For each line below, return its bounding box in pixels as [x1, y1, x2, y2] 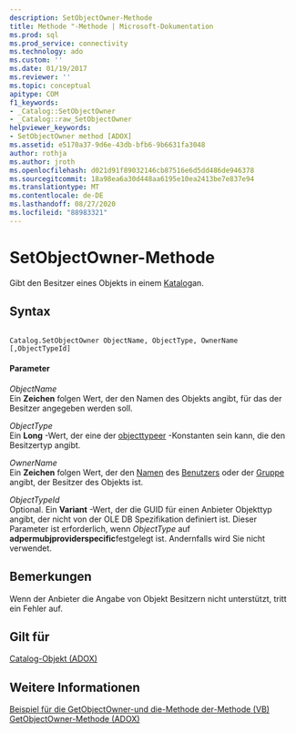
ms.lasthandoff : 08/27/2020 [9, 199, 117, 209]
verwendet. [9, 543, 53, 554]
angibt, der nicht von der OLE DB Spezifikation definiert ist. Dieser [9, 514, 258, 524]
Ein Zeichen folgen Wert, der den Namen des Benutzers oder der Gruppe [9, 466, 285, 478]
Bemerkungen [9, 569, 93, 585]
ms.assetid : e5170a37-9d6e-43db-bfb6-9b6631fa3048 [9, 140, 206, 149]
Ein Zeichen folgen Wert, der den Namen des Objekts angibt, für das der [9, 392, 282, 403]
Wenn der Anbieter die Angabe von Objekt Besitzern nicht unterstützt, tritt [9, 593, 287, 604]
